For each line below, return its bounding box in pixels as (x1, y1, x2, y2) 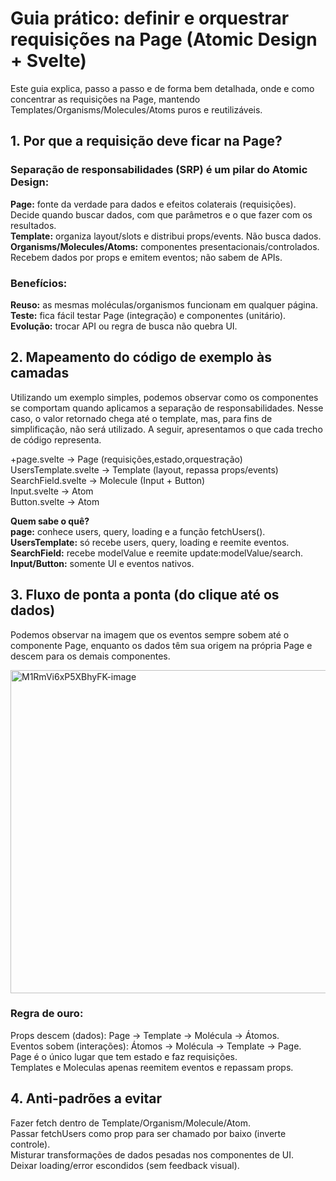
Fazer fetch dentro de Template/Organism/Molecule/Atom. (10, 1117, 251, 1129)
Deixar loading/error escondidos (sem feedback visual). (10, 1159, 240, 1171)
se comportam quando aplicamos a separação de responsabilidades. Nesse (10, 402, 324, 414)
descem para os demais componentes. (10, 650, 171, 662)
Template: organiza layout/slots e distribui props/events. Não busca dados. (10, 230, 322, 242)
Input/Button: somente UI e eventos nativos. (10, 557, 195, 569)
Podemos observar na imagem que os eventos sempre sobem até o (10, 628, 290, 641)
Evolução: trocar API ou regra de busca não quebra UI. (10, 320, 238, 332)
